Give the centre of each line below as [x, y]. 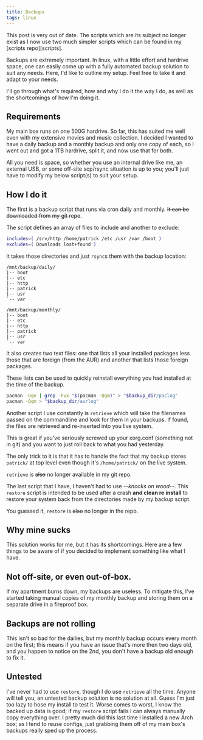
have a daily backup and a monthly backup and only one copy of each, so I [100, 144]
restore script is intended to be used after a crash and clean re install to [97, 493]
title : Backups [26, 12]
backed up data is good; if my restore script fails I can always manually [96, 711]
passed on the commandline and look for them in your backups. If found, [98, 419]
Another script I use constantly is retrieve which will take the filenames [96, 413]
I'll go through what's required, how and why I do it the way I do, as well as [100, 91]
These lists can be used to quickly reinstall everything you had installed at [99, 378]
